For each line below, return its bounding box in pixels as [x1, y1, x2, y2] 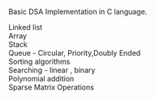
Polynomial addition [8, 74, 75, 83]
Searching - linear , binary [8, 65, 96, 75]
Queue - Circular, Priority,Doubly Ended [8, 48, 141, 57]
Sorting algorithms [8, 56, 71, 66]
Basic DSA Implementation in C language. [8, 7, 148, 16]
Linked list [8, 23, 43, 31]
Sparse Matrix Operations [8, 82, 95, 92]
